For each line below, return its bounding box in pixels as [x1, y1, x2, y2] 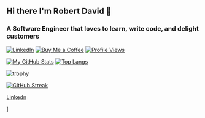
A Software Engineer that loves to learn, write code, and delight [6, 24, 199, 33]
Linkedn [6, 93, 26, 101]
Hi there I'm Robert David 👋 [6, 6, 112, 17]
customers [6, 32, 40, 40]
